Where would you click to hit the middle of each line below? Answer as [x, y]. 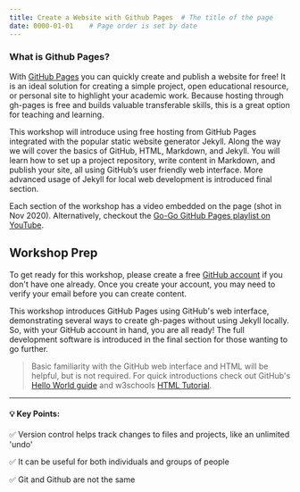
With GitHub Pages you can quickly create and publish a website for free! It [147, 76]
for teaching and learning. [57, 114]
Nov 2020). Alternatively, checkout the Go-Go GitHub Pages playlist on [140, 215]
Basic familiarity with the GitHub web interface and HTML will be [150, 366]
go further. [29, 348]
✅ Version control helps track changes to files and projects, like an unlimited [150, 434]
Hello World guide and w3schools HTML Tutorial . [121, 385]
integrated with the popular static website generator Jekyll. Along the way [145, 141]
